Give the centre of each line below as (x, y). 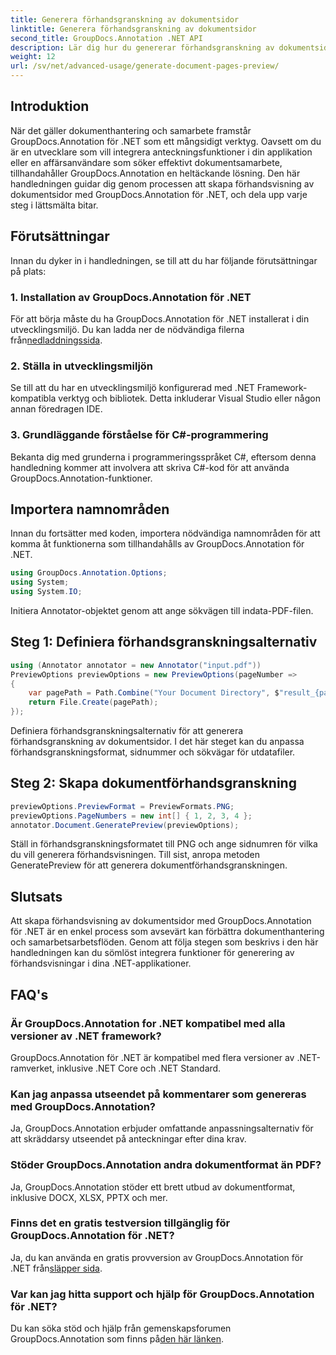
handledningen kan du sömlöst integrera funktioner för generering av (152, 953)
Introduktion (50, 106)
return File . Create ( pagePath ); (93, 702)
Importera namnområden (90, 509)
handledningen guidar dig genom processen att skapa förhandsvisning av (162, 183)
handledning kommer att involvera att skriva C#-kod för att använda (150, 467)
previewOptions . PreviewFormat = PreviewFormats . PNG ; (122, 806)
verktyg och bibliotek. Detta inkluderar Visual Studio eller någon (189, 398)
